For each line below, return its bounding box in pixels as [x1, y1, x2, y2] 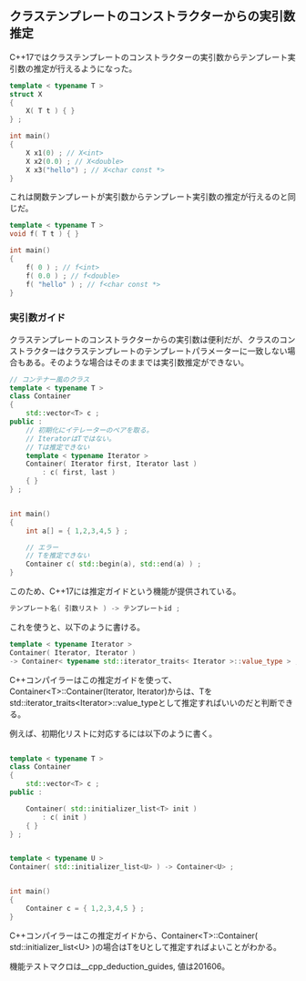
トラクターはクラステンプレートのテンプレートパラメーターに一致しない [16, 345, 288, 356]
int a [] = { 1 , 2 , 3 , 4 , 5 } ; [25, 526, 128, 536]
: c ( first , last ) [42, 468, 117, 477]
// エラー [25, 543, 59, 552]
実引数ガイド [9, 312, 66, 324]
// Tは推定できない [25, 443, 90, 452]
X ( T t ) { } [25, 107, 76, 116]
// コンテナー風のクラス [9, 374, 90, 384]
